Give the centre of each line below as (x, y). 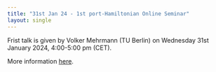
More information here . (40, 61)
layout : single (29, 20)
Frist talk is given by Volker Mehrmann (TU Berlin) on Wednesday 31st (108, 40)
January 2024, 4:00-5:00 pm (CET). (60, 48)
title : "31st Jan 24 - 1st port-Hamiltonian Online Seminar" (99, 14)
